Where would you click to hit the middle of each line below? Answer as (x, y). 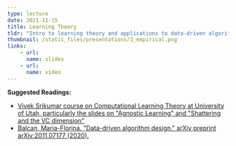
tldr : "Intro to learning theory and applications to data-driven (106, 33)
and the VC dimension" (51, 120)
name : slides (45, 59)
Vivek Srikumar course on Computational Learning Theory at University (121, 105)
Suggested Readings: (39, 92)
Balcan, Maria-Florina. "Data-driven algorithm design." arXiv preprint (117, 128)
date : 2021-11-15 (33, 20)
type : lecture (28, 14)
